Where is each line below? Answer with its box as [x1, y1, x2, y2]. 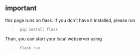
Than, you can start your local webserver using [5, 35, 102, 41]
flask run [19, 45, 40, 50]
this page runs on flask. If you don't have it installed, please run [5, 17, 136, 23]
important [5, 4, 37, 12]
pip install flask [19, 27, 58, 32]
